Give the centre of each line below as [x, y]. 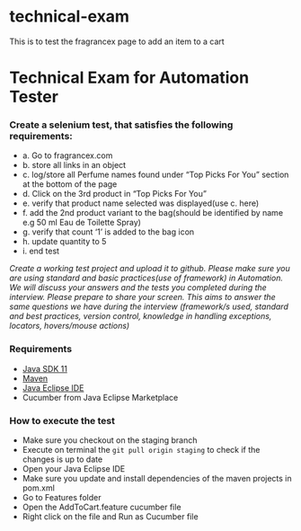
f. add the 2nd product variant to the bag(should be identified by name [153, 213]
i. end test [41, 251]
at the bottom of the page [70, 184]
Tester [34, 97]
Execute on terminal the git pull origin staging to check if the [141, 450]
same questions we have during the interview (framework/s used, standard [149, 306]
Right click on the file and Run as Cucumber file [111, 517]
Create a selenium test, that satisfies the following [121, 125]
